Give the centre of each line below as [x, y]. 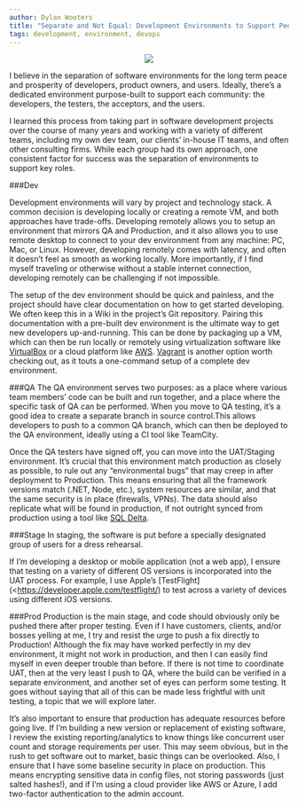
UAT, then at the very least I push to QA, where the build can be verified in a [148, 673]
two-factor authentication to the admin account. [97, 794]
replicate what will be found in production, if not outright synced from [136, 509]
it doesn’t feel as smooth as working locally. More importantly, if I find [136, 259]
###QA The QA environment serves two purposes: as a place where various [149, 387]
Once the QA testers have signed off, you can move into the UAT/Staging [142, 452]
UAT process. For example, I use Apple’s [83, 581]
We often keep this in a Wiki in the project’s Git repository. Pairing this [136, 314]
